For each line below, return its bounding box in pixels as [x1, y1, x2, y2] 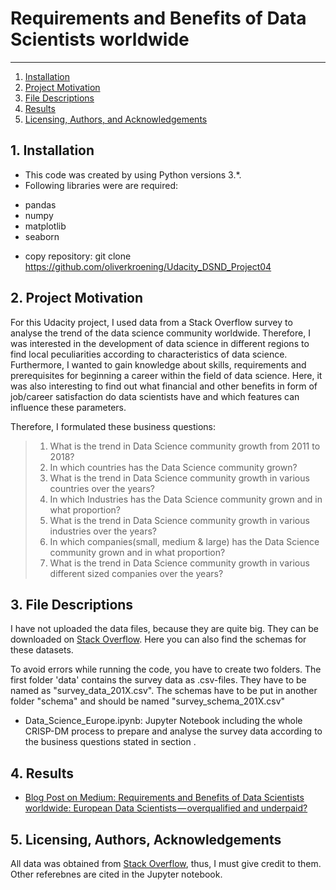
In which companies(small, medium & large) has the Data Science [49, 535, 320, 547]
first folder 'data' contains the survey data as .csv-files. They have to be [10, 674, 307, 686]
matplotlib [24, 220, 67, 232]
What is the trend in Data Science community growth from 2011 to [49, 440, 321, 452]
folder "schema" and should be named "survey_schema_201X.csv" [10, 695, 286, 707]
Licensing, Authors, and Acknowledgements [24, 113, 208, 125]
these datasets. [10, 644, 74, 656]
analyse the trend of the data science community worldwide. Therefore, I [10, 327, 311, 339]
